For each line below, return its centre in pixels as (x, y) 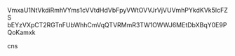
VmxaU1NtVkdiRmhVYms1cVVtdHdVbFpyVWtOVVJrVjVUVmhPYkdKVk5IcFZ (117, 10)
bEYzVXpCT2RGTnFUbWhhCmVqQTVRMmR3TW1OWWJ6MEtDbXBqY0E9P (117, 25)
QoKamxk (21, 32)
